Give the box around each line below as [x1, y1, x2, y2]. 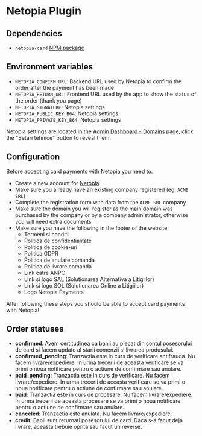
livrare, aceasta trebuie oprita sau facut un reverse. [14, 423, 143, 431]
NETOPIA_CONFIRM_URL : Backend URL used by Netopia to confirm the [14, 77, 182, 85]
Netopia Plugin [6, 4, 82, 18]
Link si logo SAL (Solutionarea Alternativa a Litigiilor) [24, 276, 155, 283]
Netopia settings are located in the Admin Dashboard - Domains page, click [6, 128, 194, 135]
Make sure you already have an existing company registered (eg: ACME [14, 186, 189, 193]
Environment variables [6, 62, 93, 72]
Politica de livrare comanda [24, 262, 92, 270]
